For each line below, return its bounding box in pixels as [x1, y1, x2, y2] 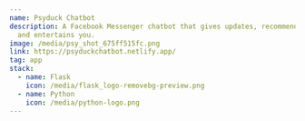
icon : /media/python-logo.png [25, 97, 141, 107]
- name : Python [17, 89, 75, 98]
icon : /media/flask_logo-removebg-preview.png [25, 81, 205, 90]
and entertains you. [17, 30, 95, 39]
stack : [9, 65, 34, 74]
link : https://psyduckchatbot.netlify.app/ [9, 47, 177, 56]
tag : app [9, 55, 43, 65]
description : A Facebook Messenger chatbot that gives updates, [9, 22, 258, 31]
